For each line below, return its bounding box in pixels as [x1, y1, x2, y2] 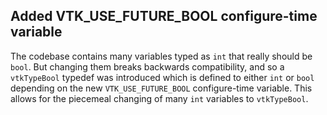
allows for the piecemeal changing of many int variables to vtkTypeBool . [10, 92, 309, 104]
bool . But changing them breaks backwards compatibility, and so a [10, 60, 285, 73]
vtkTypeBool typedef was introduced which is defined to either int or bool [10, 71, 315, 83]
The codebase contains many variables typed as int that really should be [10, 50, 313, 62]
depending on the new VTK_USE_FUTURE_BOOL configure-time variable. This [10, 82, 313, 94]
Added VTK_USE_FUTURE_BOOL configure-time [10, 8, 318, 25]
